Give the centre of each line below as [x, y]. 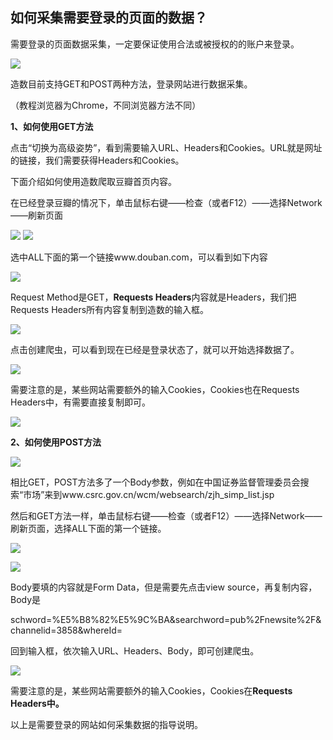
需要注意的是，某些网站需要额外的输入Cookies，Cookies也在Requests [155, 389]
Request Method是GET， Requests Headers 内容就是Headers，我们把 [153, 297]
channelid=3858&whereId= [66, 630]
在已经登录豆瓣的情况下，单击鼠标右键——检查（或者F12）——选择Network [166, 202]
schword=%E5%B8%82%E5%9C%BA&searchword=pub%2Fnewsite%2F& [166, 619]
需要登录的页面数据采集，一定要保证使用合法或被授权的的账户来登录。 [155, 44]
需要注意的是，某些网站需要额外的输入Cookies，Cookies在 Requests [151, 690]
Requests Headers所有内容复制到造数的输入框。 [110, 309]
